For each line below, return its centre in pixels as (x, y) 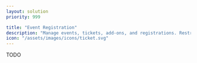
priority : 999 (23, 17)
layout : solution (27, 11)
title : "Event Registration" (42, 27)
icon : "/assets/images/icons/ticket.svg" (57, 38)
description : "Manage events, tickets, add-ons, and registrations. (91, 33)
